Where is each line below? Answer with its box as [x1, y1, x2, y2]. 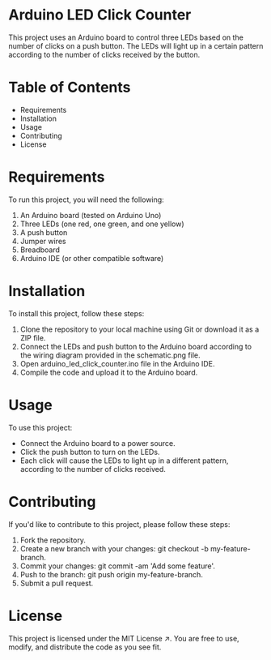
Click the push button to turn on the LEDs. [19, 447, 160, 456]
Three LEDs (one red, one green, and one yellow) [19, 219, 184, 229]
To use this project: [8, 422, 73, 432]
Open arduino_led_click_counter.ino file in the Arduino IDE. [19, 358, 215, 368]
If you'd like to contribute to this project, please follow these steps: [8, 519, 231, 529]
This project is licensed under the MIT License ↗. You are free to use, [8, 633, 240, 643]
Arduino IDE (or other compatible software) [19, 253, 164, 263]
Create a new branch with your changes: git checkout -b [19, 543, 209, 553]
